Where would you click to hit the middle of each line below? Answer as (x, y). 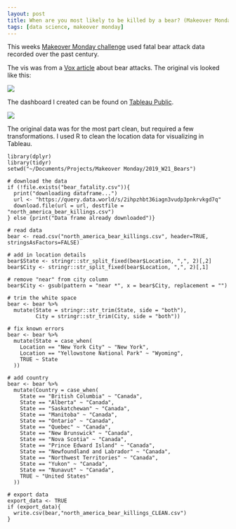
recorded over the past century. (53, 54)
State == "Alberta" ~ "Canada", (67, 403)
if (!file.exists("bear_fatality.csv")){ (69, 188)
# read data (25, 230)
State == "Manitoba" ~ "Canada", (69, 415)
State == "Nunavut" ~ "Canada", (67, 470)
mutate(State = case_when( (53, 341)
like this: (19, 75)
